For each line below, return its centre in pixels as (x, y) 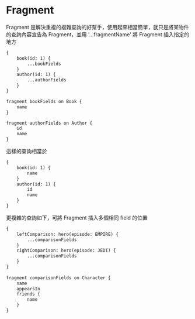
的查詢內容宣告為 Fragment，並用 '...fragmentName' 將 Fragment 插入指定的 (98, 34)
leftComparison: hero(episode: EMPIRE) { (67, 234)
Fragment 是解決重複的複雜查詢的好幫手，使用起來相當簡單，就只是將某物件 (97, 27)
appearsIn (29, 289)
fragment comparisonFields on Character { (58, 278)
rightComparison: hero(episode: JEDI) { (66, 251)
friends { (29, 294)
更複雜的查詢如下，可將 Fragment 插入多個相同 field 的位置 (77, 218)
